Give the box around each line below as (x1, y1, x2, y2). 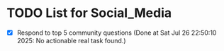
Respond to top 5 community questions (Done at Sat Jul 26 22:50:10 (16, 28, 217, 37)
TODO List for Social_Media (6, 5, 172, 21)
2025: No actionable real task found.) (16, 37, 126, 45)
